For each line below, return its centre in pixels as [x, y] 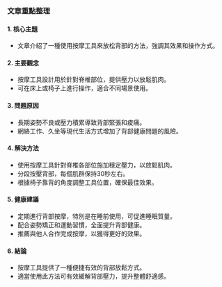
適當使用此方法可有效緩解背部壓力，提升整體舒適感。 [94, 277]
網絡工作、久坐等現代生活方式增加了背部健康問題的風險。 [100, 131]
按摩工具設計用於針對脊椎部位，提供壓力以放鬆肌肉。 [94, 80]
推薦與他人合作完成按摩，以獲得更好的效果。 [81, 233]
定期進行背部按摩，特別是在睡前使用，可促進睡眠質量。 [96, 216]
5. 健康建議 [23, 199]
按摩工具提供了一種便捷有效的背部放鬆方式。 [81, 268]
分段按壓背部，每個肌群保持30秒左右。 [73, 173]
